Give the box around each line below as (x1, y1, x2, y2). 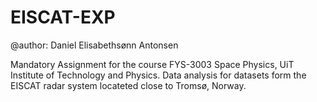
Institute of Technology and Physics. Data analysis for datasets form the (10, 69, 307, 81)
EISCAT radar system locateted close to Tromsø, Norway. (10, 79, 247, 91)
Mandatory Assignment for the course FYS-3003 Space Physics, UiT (10, 58, 295, 70)
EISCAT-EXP (10, 6, 116, 29)
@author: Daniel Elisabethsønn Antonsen (10, 39, 179, 51)
